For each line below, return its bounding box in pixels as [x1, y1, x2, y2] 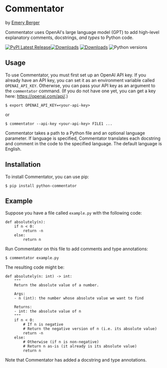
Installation [5, 160, 41, 169]
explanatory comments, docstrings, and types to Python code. [5, 34, 134, 40]
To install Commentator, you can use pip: [5, 173, 89, 180]
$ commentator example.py [5, 256, 59, 261]
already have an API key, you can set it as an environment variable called [5, 77, 155, 83]
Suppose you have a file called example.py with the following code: [5, 210, 142, 216]
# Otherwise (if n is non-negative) [23, 340, 99, 345]
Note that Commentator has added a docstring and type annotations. [5, 357, 147, 363]
